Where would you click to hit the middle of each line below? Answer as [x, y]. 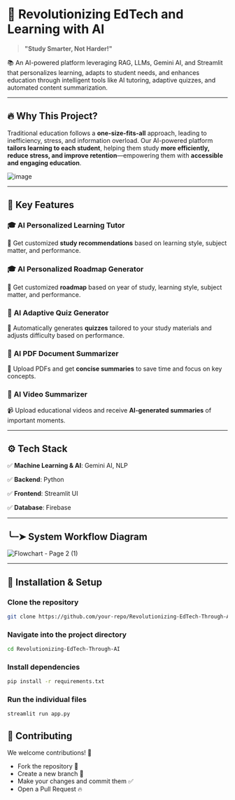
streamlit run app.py [39, 714]
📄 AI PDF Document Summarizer [63, 353]
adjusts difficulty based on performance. [66, 336]
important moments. [36, 420]
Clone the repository [43, 602]
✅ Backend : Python [36, 480]
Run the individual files [47, 700]
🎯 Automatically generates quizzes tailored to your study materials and [109, 328]
